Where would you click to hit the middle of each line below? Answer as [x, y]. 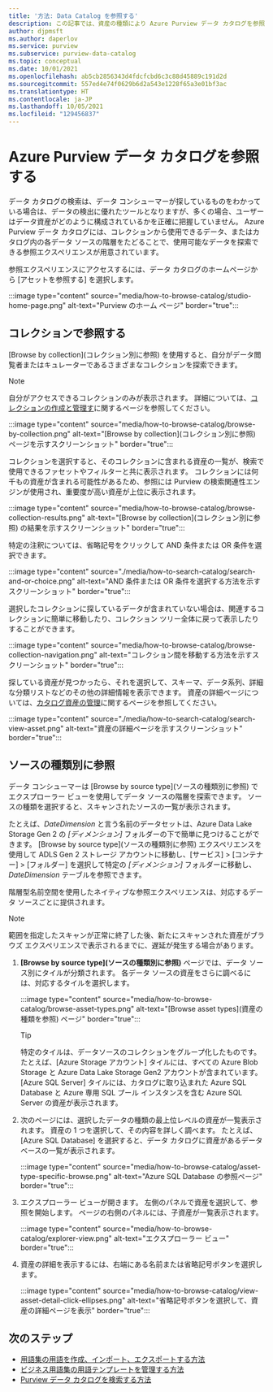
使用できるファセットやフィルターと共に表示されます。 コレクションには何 [133, 471]
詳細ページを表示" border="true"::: [92, 1310]
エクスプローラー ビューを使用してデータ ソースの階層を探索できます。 [127, 796]
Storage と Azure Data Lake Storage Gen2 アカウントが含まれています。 [141, 1072]
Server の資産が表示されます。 [71, 1103]
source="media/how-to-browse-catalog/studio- [171, 295]
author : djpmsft [36, 31]
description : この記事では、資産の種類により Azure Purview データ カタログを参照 [137, 24]
